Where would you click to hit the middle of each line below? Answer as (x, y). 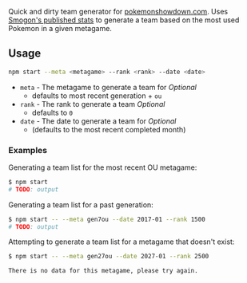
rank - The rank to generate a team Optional (92, 104)
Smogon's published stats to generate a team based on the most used (124, 20)
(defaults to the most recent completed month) (109, 129)
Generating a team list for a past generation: (81, 204)
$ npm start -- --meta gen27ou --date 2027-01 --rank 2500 (109, 257)
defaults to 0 (52, 112)
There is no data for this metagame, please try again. (103, 271)
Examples (28, 150)
